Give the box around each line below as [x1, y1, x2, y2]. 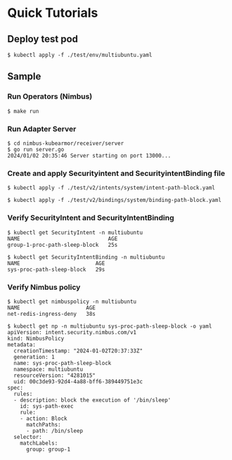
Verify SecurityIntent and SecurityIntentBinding [7, 213, 174, 223]
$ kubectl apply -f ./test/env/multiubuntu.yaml [7, 51, 153, 58]
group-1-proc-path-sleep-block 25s [7, 241, 118, 248]
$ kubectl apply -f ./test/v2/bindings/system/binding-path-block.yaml [7, 197, 221, 204]
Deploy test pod [7, 33, 79, 45]
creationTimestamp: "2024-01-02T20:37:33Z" [13, 347, 143, 354]
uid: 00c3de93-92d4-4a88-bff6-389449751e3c [13, 378, 143, 385]
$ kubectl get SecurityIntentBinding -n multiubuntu [7, 253, 165, 261]
